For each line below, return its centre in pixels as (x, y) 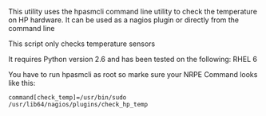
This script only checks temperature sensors (82, 44)
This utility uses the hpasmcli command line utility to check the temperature (133, 12)
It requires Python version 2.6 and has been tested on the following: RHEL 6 (133, 59)
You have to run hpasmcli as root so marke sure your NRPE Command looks (133, 74)
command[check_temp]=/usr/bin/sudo (67, 98)
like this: (22, 83)
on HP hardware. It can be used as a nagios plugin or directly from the (124, 20)
